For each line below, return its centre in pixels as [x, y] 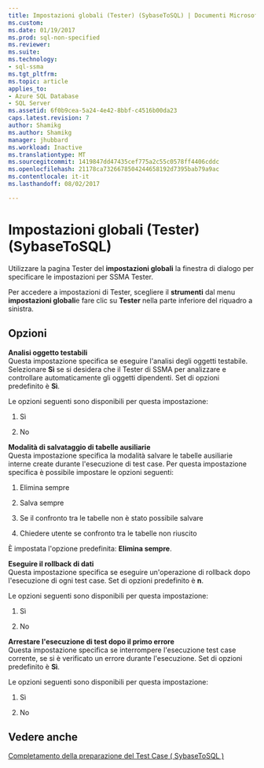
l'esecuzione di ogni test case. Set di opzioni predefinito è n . [106, 581]
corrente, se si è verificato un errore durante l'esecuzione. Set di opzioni [125, 658]
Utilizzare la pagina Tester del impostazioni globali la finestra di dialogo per [131, 268]
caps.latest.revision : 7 [49, 118]
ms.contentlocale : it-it [49, 177]
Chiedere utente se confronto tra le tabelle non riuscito [108, 533]
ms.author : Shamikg [40, 132]
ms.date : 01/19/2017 [42, 30]
